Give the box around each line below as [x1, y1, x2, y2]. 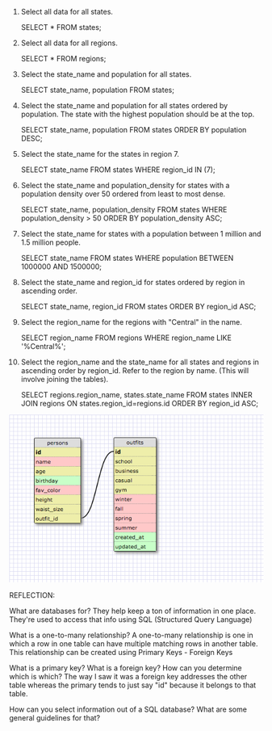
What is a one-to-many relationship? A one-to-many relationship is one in [9, 630, 253, 641]
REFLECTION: [9, 590, 56, 600]
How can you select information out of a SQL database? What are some [9, 704, 247, 714]
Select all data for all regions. [20, 38, 118, 48]
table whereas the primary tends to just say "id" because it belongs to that [9, 680, 257, 690]
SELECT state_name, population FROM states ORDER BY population [20, 125, 247, 134]
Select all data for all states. [20, 7, 114, 16]
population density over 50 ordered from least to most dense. [20, 189, 226, 199]
